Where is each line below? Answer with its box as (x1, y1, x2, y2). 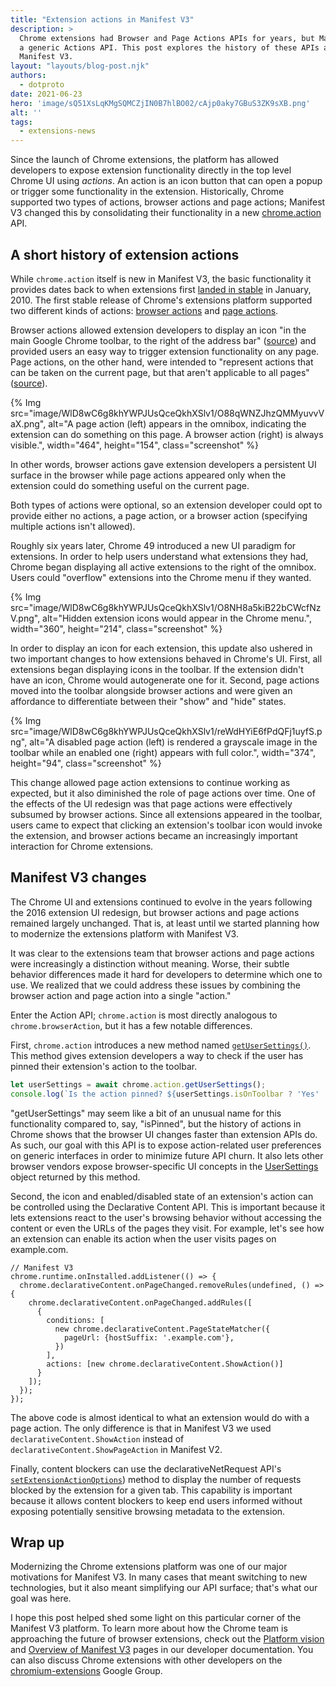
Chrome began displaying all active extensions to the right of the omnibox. (10, 561, 317, 573)
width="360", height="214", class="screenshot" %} (10, 622, 223, 635)
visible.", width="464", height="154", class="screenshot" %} (10, 439, 259, 451)
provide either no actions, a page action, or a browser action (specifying (10, 509, 308, 521)
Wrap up (10, 1534, 65, 1551)
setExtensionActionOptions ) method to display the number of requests (10, 1473, 302, 1485)
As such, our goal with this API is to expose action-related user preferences (10, 1139, 322, 1151)
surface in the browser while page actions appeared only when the (10, 469, 287, 481)
